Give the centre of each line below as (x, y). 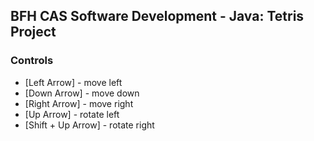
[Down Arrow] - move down (82, 93)
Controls (32, 61)
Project (33, 32)
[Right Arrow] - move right (79, 103)
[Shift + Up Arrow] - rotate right (89, 125)
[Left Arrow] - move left (73, 82)
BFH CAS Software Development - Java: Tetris (157, 16)
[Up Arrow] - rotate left (72, 114)
